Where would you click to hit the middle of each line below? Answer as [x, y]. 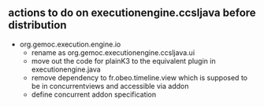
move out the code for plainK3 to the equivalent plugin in [123, 61]
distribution [37, 26]
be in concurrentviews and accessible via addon [110, 86]
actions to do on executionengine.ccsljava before [132, 13]
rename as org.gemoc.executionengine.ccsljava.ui [113, 52]
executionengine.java [66, 69]
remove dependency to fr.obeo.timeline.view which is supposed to [139, 77]
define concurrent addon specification [94, 94]
